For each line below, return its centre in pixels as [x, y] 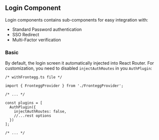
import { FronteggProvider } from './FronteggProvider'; [64, 86]
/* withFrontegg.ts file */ [34, 77]
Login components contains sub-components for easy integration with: [77, 20]
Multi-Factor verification [36, 40]
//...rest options [33, 116]
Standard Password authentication [47, 29]
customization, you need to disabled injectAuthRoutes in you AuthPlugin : [79, 69]
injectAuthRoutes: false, [40, 112]
